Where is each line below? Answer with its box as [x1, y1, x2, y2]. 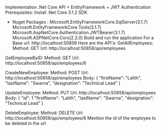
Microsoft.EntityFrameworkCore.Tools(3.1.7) [12, 24, 102, 30]
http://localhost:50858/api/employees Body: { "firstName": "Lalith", [5, 75, 142, 81]
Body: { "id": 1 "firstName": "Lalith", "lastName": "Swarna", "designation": [5, 95, 154, 101]
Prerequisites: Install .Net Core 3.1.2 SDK [5, 9, 87, 15]
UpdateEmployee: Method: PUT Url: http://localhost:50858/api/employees [5, 90, 156, 95]
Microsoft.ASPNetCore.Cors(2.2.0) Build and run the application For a [12, 35, 154, 41]
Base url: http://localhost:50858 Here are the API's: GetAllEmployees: [12, 40, 154, 46]
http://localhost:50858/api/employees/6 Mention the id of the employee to [5, 115, 157, 121]
